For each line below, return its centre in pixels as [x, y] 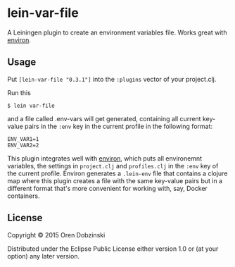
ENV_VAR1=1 [23, 139]
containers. [24, 196]
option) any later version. [43, 256]
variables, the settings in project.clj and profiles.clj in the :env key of [113, 166]
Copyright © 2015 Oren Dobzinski [56, 235]
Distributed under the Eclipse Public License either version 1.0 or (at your [113, 249]
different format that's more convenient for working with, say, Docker [107, 188]
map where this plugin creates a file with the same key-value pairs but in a [115, 180]
